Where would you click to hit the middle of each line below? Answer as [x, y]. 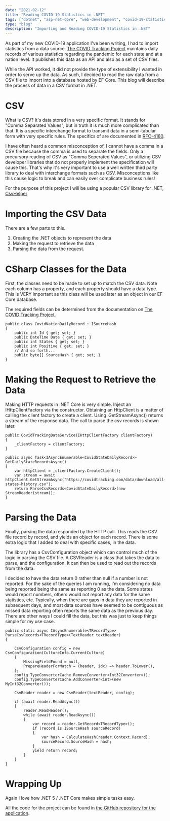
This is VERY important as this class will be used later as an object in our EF [84, 294]
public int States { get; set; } [50, 341]
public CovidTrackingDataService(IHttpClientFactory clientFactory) [79, 435]
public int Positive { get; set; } [52, 346]
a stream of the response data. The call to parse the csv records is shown [82, 420]
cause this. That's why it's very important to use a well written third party [81, 167]
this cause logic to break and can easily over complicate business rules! [80, 179]
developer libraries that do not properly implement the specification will [80, 162]
